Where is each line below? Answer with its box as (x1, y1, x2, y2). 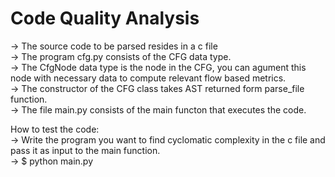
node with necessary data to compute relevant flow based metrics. (10, 72, 287, 84)
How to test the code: (10, 123, 100, 135)
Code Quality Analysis (10, 7, 200, 30)
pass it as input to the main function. (10, 144, 161, 156)
